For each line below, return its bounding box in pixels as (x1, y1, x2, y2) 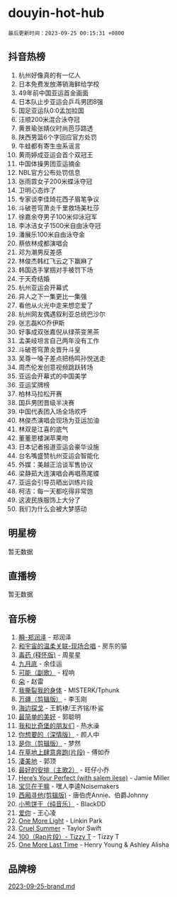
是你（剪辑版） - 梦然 (18, 739, 81, 748)
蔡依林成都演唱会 (18, 239, 69, 247)
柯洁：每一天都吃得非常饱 (18, 486, 93, 495)
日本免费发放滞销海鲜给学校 (18, 79, 100, 88)
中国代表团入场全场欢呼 (18, 407, 87, 416)
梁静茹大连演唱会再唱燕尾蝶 (18, 469, 100, 477)
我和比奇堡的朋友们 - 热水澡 (18, 721, 100, 730)
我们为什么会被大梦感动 (18, 504, 87, 513)
